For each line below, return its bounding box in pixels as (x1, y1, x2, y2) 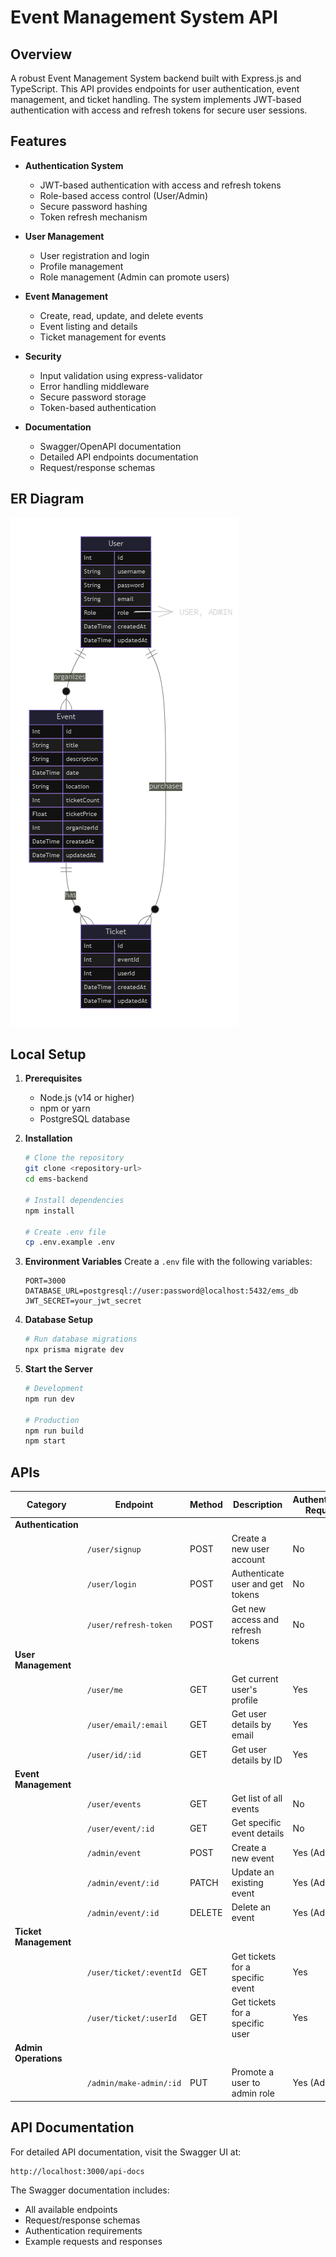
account (231, 1554, 266, 1566)
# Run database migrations (24, 1334, 138, 1345)
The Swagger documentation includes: (10, 2184, 170, 2196)
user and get (231, 1578, 284, 1590)
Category (26, 1499, 67, 1511)
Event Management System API (10, 6, 278, 29)
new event (231, 1852, 275, 1864)
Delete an (231, 1901, 272, 1913)
